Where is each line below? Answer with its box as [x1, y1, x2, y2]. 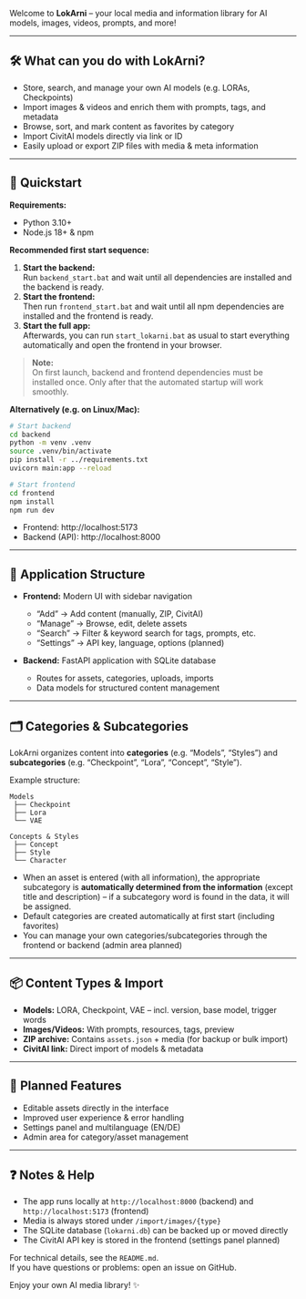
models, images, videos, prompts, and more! [9, 17, 177, 28]
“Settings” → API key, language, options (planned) [36, 638, 225, 649]
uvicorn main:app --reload [9, 464, 112, 473]
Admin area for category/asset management [22, 1131, 189, 1142]
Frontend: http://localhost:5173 [22, 522, 138, 533]
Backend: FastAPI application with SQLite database [22, 655, 217, 666]
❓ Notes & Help [9, 1168, 96, 1183]
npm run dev [9, 506, 55, 515]
